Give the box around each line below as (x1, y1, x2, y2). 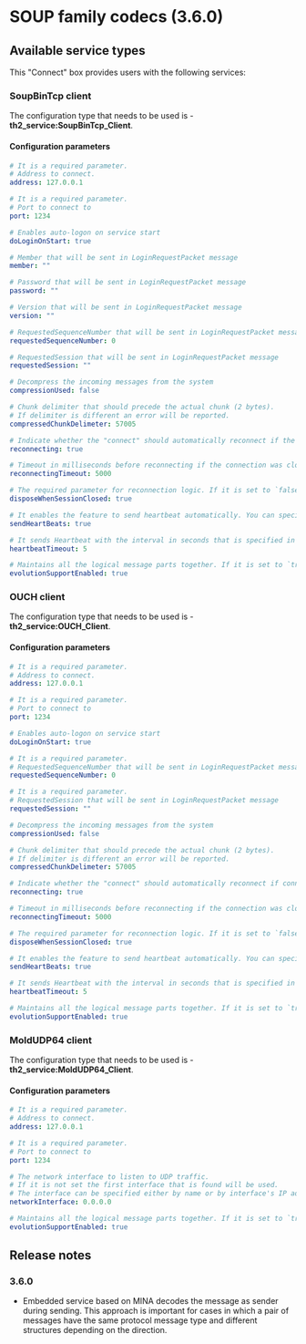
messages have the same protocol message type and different (22, 1315, 258, 1326)
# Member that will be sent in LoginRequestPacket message (9, 253, 239, 262)
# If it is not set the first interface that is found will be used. (9, 1181, 280, 1190)
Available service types (9, 43, 146, 58)
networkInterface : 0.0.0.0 (9, 1197, 112, 1207)
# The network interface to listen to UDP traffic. (9, 1172, 209, 1182)
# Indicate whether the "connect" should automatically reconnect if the (9, 436, 296, 445)
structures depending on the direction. (22, 1325, 168, 1336)
